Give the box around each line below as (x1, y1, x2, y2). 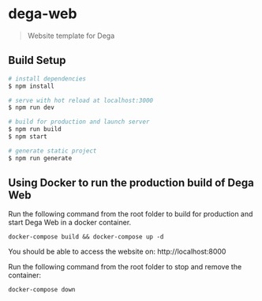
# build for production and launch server (8, 118, 150, 126)
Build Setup (8, 54, 66, 67)
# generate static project (8, 147, 97, 155)
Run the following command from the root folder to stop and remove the (8, 262, 242, 272)
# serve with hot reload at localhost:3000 (8, 96, 154, 104)
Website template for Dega (27, 31, 115, 40)
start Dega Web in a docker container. (8, 218, 132, 228)
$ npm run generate (8, 154, 73, 162)
